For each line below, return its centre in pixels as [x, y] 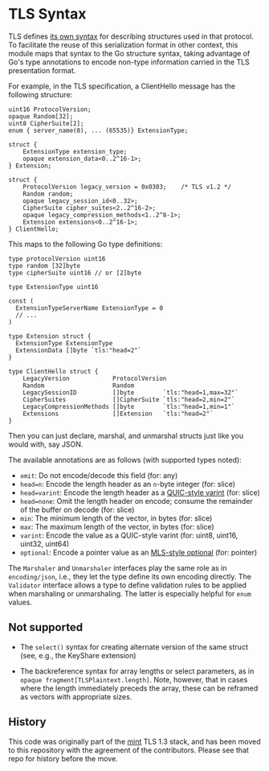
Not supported [45, 627]
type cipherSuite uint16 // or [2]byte [75, 273]
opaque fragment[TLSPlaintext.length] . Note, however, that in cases [134, 679]
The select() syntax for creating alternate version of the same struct [134, 647]
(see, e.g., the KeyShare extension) [78, 655]
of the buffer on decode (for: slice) [77, 509]
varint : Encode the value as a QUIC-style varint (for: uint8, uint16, [129, 535]
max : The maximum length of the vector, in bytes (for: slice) [117, 526]
